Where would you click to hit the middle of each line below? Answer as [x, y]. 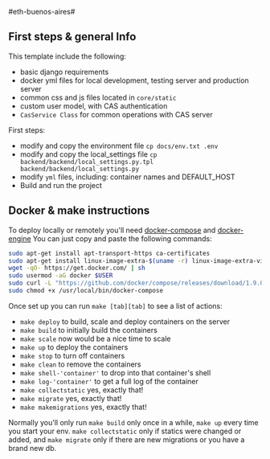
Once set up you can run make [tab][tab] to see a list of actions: [115, 305]
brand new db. [33, 448]
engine [20, 238]
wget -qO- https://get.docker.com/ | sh [77, 268]
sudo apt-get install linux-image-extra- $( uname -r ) [98, 260]
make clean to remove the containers [80, 364]
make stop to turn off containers [72, 355]
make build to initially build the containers [89, 330]
